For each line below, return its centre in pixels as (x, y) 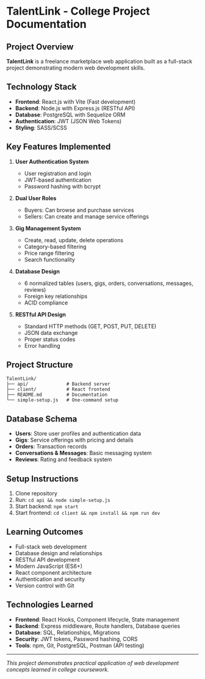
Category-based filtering (55, 246)
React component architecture (53, 572)
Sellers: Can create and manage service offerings (87, 216)
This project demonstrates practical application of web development (92, 663)
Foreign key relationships (56, 296)
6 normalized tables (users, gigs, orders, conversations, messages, (109, 283)
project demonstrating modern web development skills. (76, 68)
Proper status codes (50, 339)
